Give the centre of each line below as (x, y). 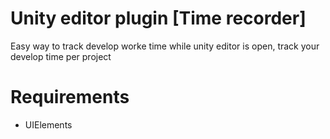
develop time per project (61, 56)
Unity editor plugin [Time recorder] (158, 18)
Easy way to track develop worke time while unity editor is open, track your (165, 46)
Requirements (70, 97)
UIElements (48, 124)
